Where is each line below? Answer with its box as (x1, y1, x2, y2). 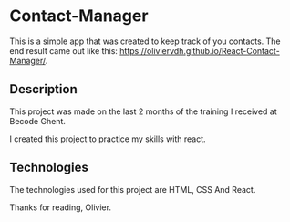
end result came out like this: (9, 45, 119, 56)
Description (9, 81, 78, 97)
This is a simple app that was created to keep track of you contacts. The (9, 36, 281, 47)
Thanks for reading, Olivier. (9, 202, 112, 213)
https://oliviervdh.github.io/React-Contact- (119, 45, 280, 56)
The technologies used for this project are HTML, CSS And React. (9, 184, 256, 195)
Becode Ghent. (9, 115, 67, 126)
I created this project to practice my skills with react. (9, 133, 207, 144)
